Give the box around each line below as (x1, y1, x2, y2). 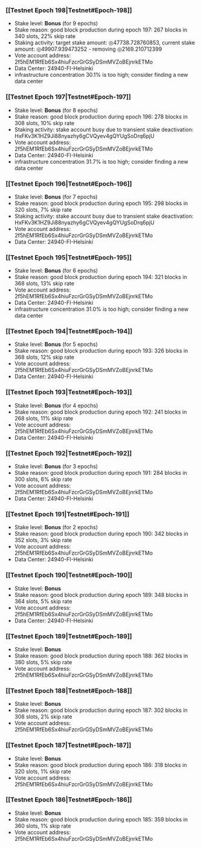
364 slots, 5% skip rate (14, 598, 72, 605)
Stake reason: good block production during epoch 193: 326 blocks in (14, 347, 188, 354)
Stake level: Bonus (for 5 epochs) (14, 341, 98, 348)
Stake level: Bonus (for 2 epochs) (14, 524, 98, 531)
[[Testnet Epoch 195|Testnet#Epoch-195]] (5, 253, 132, 261)
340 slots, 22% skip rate (14, 33, 76, 40)
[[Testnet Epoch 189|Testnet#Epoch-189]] (5, 632, 132, 641)
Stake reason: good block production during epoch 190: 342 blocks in (14, 530, 188, 538)
